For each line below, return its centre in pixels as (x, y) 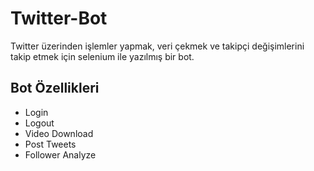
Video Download (59, 133)
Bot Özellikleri (55, 88)
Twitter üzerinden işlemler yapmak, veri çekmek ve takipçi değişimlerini (157, 46)
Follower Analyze (60, 154)
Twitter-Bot (59, 18)
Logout (39, 123)
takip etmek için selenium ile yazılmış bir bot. (102, 56)
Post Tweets (50, 144)
